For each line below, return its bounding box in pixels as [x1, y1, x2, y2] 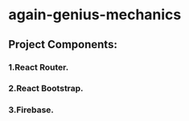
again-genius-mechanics [8, 6, 182, 24]
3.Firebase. [8, 104, 55, 115]
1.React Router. [8, 62, 69, 73]
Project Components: [8, 38, 118, 51]
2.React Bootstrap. [8, 83, 84, 94]
